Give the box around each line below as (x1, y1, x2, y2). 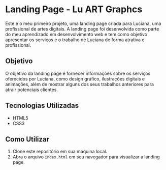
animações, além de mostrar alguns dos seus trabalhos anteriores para (5, 81, 154, 87)
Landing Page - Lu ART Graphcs (5, 4, 143, 15)
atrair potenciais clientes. (5, 87, 58, 93)
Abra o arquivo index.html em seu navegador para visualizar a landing (12, 154, 160, 160)
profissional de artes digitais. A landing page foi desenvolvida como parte (5, 25, 159, 32)
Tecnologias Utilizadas (5, 101, 79, 110)
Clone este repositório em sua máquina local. (12, 149, 108, 155)
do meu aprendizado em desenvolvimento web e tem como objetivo (5, 31, 148, 37)
